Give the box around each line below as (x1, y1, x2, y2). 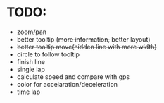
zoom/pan (16, 28, 47, 36)
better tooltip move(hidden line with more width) (16, 42, 157, 51)
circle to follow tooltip (16, 50, 80, 59)
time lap (16, 87, 40, 96)
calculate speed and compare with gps (16, 72, 130, 81)
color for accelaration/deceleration (16, 80, 118, 88)
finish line (16, 57, 45, 66)
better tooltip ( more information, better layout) (16, 35, 151, 43)
